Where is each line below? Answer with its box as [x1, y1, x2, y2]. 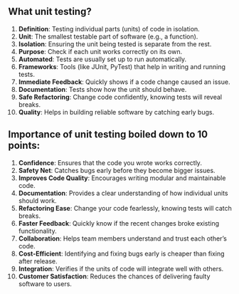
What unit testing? [8, 6, 92, 18]
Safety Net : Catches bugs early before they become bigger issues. [18, 166, 216, 174]
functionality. [18, 226, 57, 235]
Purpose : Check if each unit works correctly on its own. [18, 47, 183, 56]
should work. [18, 196, 57, 205]
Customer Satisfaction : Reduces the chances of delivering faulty [18, 272, 211, 280]
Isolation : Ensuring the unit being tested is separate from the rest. [18, 39, 212, 48]
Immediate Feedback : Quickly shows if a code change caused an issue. [18, 78, 230, 86]
